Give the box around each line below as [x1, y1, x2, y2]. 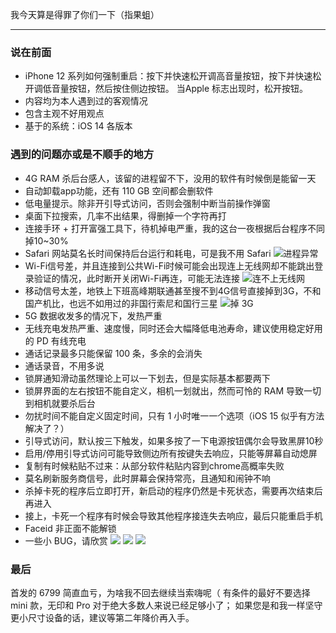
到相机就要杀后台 [24, 397, 96, 409]
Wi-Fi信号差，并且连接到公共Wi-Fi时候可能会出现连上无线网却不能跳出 [24, 259, 315, 272]
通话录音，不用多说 [24, 359, 105, 372]
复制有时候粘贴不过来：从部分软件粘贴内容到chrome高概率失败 [24, 459, 285, 472]
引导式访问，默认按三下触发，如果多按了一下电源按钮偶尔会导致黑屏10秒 [24, 434, 324, 447]
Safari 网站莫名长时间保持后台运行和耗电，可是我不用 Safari [24, 247, 272, 259]
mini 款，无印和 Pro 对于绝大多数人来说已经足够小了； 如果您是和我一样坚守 [10, 599, 323, 611]
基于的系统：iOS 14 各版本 [24, 120, 133, 132]
